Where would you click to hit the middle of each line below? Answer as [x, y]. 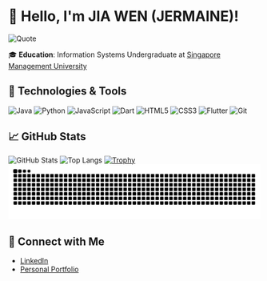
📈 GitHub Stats [47, 136]
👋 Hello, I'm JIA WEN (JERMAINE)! [124, 16]
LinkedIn [34, 261]
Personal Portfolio [49, 269]
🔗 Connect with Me [57, 241]
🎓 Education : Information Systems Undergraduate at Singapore [115, 54]
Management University [48, 66]
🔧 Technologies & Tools [68, 91]
